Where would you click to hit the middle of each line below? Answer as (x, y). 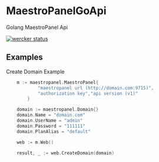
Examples (24, 57)
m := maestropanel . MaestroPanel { (58, 82)
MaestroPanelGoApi (56, 11)
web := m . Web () (35, 142)
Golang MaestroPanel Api (37, 27)
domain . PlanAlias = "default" (54, 131)
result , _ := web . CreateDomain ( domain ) (66, 153)
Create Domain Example (35, 72)
